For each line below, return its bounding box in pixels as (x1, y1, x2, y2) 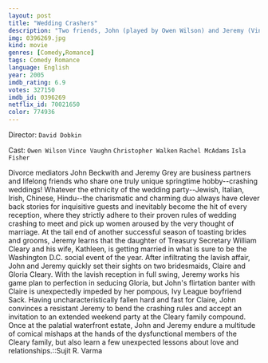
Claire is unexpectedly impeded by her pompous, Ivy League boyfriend (8, 286, 242, 296)
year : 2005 (8, 71, 45, 79)
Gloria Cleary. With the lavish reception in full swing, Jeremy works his (8, 270, 240, 279)
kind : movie (8, 41, 48, 49)
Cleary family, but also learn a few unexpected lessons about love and (8, 337, 239, 347)
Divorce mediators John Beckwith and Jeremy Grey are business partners (8, 168, 251, 177)
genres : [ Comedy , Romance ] (8, 49, 94, 57)
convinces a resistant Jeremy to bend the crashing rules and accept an (8, 304, 242, 313)
